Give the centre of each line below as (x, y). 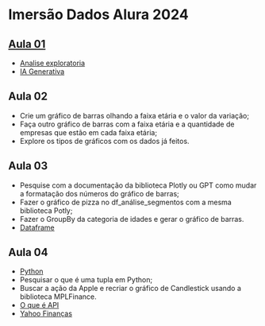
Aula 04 (28, 252)
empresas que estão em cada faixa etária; (88, 132)
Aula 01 (27, 44)
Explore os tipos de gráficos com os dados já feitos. (104, 141)
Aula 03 (28, 166)
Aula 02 (28, 97)
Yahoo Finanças (46, 314)
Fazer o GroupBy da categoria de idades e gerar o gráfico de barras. (132, 219)
